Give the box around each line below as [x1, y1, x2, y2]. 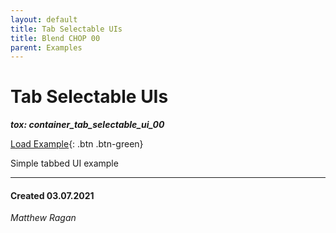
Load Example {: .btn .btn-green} [10, 138, 144, 150]
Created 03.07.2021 [10, 189, 95, 201]
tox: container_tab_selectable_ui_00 [10, 119, 165, 131]
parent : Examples [10, 42, 83, 53]
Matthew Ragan [10, 212, 77, 224]
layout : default [10, 14, 78, 25]
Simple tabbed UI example [10, 157, 119, 170]
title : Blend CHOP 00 [10, 33, 101, 43]
